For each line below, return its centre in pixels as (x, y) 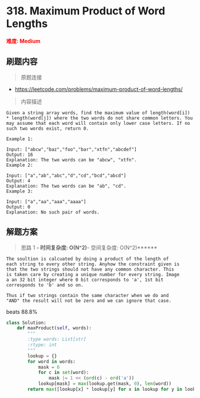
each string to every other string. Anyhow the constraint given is (93, 264)
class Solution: (26, 323)
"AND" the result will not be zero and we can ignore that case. (89, 301)
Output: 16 (20, 154)
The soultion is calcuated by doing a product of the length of (87, 259)
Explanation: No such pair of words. (53, 212)
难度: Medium (23, 41)
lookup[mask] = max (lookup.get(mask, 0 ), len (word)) (104, 384)
